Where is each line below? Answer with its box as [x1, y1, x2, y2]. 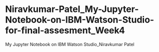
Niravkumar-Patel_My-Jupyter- [5, 3, 139, 15]
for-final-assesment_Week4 [5, 25, 125, 36]
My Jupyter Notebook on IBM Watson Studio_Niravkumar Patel [5, 41, 134, 47]
